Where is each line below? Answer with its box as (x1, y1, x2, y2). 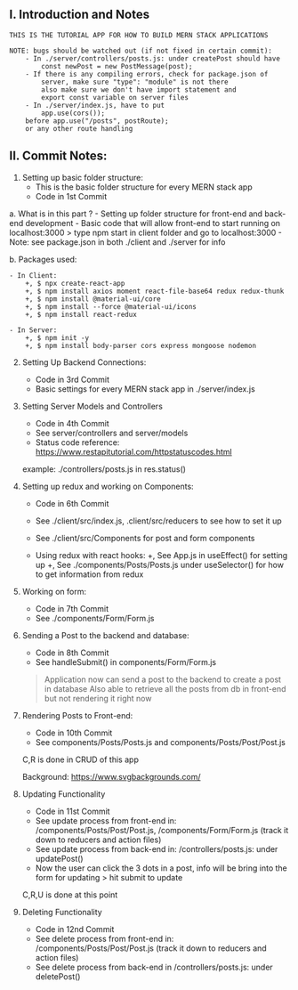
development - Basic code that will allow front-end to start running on (25, 217, 281, 228)
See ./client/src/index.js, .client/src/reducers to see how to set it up (35, 515, 282, 526)
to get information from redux (35, 569, 144, 580)
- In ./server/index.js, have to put (25, 101, 165, 110)
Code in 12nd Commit (35, 923, 115, 934)
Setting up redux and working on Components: (21, 481, 194, 491)
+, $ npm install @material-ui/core (25, 294, 162, 304)
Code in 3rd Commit (35, 374, 109, 385)
